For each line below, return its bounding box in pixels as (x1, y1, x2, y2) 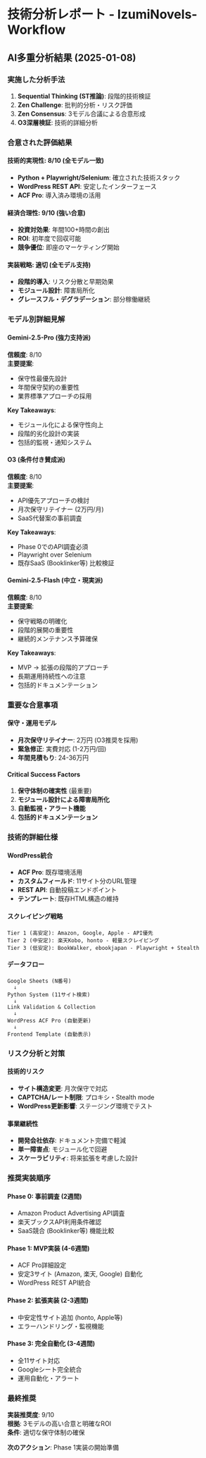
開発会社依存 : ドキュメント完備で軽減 (17, 1136, 127, 1145)
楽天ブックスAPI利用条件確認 (17, 1218, 102, 1226)
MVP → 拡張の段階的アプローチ (17, 663, 109, 672)
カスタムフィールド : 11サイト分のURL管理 (17, 877, 137, 885)
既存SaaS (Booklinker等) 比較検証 (17, 558, 115, 567)
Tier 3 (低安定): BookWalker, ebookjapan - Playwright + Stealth (7, 944, 200, 951)
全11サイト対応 (17, 1356, 60, 1364)
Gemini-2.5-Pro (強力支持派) (7, 333, 91, 342)
